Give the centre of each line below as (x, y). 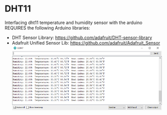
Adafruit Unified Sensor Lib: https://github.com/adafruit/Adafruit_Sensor (86, 42)
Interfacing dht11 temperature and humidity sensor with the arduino (74, 22)
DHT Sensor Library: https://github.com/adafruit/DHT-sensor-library (82, 37)
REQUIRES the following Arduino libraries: (47, 27)
